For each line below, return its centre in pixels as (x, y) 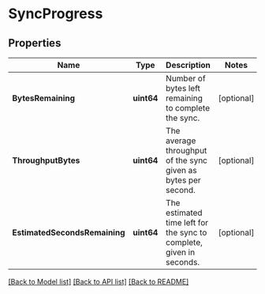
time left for (187, 222)
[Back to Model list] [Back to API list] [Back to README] (99, 282)
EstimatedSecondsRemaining (69, 232)
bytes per (183, 180)
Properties (35, 43)
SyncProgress (56, 14)
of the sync (186, 160)
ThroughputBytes (46, 160)
